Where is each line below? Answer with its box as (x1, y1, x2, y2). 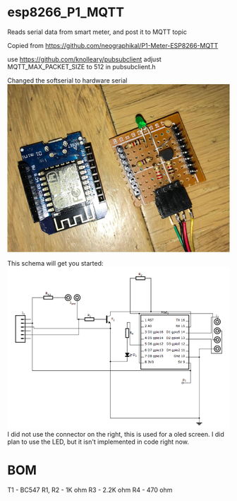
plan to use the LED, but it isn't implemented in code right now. (7, 437, 189, 446)
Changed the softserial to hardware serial (7, 76, 128, 85)
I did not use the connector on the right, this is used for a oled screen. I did (7, 430, 224, 439)
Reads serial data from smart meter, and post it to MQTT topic (7, 28, 187, 36)
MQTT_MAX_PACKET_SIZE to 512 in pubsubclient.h (7, 62, 157, 71)
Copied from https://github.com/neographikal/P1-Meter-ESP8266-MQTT (7, 41, 219, 49)
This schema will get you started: (7, 259, 104, 268)
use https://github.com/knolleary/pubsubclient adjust (7, 54, 162, 64)
